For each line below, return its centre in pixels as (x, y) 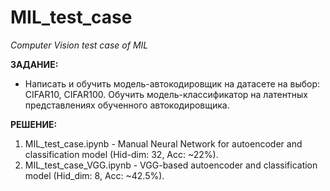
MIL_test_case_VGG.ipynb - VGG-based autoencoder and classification (171, 165)
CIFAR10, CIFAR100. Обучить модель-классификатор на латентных (166, 94)
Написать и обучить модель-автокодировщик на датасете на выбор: (172, 83)
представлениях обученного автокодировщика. (127, 105)
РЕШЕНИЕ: (34, 124)
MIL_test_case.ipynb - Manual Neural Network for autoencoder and (163, 143)
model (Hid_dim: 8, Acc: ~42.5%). (94, 175)
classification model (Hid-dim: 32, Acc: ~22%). (121, 154)
